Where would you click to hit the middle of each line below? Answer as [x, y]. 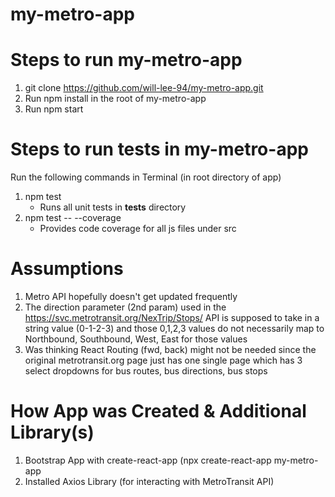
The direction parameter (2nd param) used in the [125, 307]
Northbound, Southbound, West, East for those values [136, 339]
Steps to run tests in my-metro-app [159, 149]
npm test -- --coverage [73, 218]
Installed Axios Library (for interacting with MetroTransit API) [149, 481]
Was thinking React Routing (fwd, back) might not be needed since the [170, 349]
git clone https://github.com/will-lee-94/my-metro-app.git [144, 88]
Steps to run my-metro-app [126, 60]
